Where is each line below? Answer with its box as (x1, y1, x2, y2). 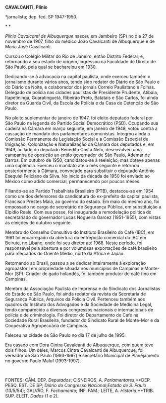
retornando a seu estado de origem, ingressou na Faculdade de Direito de (5, 59, 156, 64)
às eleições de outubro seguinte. (5, 220, 72, 225)
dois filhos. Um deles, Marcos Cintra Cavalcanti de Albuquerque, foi (5, 347, 144, 353)
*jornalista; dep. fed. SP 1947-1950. (5, 14, 78, 19)
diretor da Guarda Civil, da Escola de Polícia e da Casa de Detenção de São (5, 100, 159, 106)
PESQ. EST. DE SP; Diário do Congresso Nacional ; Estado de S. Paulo (5, 383, 146, 388)
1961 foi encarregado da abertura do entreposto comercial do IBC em (5, 235, 147, 240)
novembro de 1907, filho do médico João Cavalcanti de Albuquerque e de (5, 38, 155, 44)
